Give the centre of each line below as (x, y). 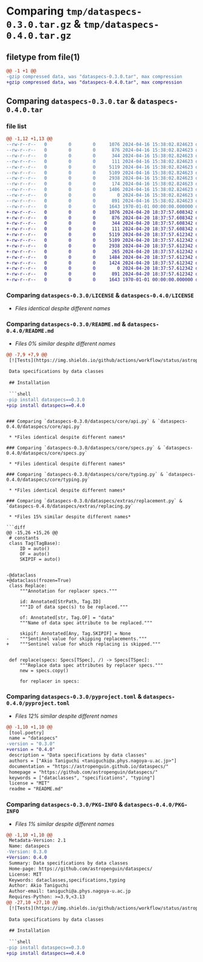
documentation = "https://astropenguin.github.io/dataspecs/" (89, 766)
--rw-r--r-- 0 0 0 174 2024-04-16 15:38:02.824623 (100, 184)
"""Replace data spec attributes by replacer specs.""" (92, 666)
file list (17, 126)
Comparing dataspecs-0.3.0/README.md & (66, 324)
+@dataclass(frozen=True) (39, 581)
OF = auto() (35, 554)
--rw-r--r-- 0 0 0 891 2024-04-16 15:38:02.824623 (100, 201)
